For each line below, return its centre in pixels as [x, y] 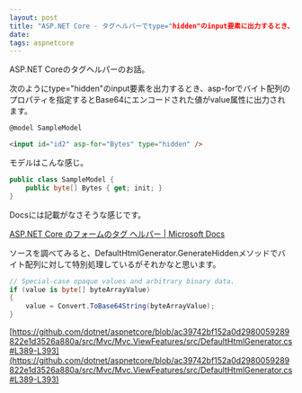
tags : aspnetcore [42, 43]
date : [19, 34]
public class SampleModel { [62, 180]
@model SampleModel [46, 128]
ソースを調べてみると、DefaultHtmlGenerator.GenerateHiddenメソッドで [144, 253]
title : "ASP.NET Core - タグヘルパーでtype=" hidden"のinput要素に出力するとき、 [152, 26]
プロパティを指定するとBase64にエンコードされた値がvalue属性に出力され [147, 100]
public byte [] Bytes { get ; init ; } [94, 188]
